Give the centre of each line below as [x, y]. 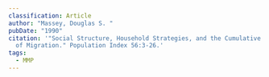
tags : [17, 53]
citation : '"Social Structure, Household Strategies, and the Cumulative [135, 38]
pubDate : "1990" [35, 30]
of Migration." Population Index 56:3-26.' [89, 46]
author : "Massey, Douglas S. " [61, 23]
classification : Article [50, 16]
